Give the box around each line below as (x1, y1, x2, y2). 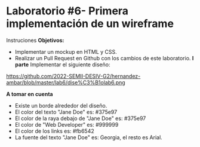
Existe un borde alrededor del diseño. (14, 102, 107, 109)
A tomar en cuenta (6, 90, 53, 97)
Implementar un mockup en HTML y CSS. (14, 48, 118, 55)
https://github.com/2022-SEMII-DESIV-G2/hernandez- (6, 72, 141, 79)
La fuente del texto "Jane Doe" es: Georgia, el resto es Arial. (14, 133, 162, 141)
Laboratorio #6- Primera (6, 4, 129, 18)
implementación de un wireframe (6, 17, 174, 30)
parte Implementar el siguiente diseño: (14, 61, 110, 68)
